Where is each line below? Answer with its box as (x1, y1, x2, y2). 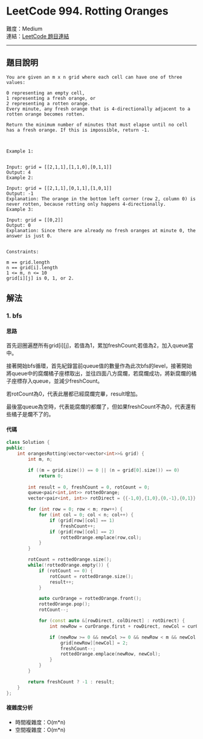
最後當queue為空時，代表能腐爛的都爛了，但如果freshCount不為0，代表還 (6, 403, 192, 411)
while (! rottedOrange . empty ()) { (28, 562, 110, 568)
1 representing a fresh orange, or (6, 95, 96, 101)
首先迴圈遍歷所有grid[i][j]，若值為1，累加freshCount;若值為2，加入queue (6, 342, 188, 349)
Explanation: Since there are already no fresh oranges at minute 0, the (6, 227, 196, 233)
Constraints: (6, 249, 39, 255)
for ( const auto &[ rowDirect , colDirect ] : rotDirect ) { (38, 618, 185, 624)
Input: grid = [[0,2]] (6, 216, 63, 223)
